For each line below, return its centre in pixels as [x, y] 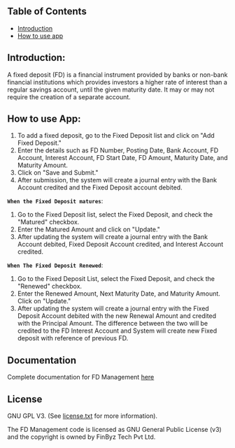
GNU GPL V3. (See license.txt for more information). [83, 416]
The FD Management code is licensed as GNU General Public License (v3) [114, 430]
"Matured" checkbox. [48, 222]
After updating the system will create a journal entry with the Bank [113, 237]
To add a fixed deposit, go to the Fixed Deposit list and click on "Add [116, 136]
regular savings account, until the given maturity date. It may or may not [111, 89]
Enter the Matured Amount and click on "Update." [89, 229]
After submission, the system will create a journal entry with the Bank [117, 180]
